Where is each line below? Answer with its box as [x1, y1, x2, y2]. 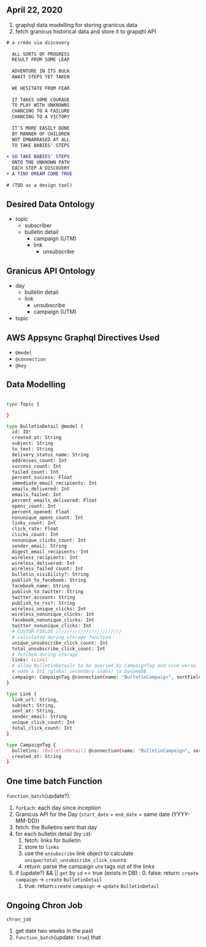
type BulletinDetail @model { [6, 423, 84, 429]
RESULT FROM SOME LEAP [12, 56, 70, 63]
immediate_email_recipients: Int [12, 480, 97, 486]
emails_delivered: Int [12, 486, 70, 493]
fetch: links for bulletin [24, 837, 81, 844]
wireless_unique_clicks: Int [12, 605, 86, 612]
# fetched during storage [12, 651, 78, 658]
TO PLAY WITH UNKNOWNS [12, 102, 70, 109]
